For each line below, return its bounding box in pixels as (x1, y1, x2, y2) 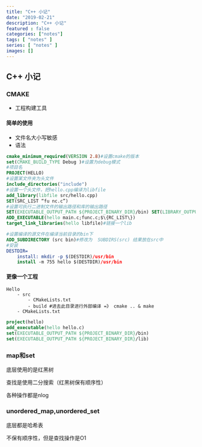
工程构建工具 (14, 105, 47, 112)
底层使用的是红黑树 (6, 366, 54, 373)
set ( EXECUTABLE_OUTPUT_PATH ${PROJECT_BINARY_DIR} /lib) (6, 336, 149, 342)
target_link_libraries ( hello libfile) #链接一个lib (6, 220, 132, 227)
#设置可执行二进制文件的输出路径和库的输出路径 (6, 204, 108, 210)
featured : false (6, 25, 50, 32)
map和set (6, 351, 35, 359)
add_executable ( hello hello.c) (6, 325, 85, 331)
